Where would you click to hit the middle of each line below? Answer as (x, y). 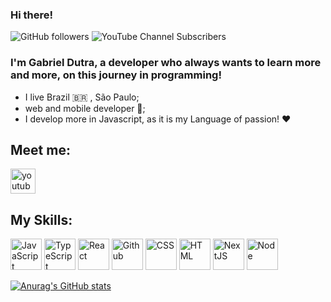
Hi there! (32, 15)
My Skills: (41, 219)
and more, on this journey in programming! (116, 75)
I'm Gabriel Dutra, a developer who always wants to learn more (166, 63)
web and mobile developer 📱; (85, 108)
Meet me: (40, 149)
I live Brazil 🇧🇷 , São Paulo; (82, 97)
